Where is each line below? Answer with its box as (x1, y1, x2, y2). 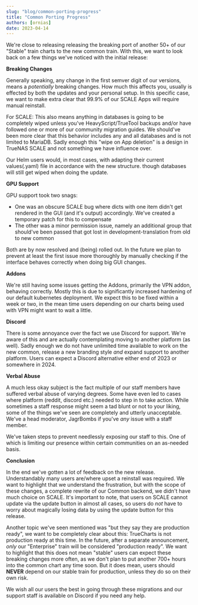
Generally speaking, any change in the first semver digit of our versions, (6, 77, 181, 84)
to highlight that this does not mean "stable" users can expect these (6, 549, 171, 557)
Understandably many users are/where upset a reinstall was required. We (6, 475, 184, 482)
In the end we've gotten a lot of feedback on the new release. (6, 468, 156, 476)
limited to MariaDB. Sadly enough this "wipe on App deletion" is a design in (6, 138, 189, 145)
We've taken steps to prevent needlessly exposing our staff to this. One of (6, 433, 186, 441)
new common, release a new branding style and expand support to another (6, 348, 190, 355)
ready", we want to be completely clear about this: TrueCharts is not (6, 530, 172, 538)
